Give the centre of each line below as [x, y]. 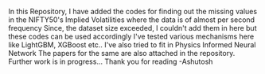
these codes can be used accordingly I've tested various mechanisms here [131, 36]
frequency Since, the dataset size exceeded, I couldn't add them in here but [132, 28]
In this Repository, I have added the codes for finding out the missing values [132, 11]
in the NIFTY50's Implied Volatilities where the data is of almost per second [132, 20]
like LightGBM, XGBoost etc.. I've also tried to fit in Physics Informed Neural [132, 45]
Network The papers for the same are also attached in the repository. [122, 53]
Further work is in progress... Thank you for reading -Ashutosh [111, 61]
